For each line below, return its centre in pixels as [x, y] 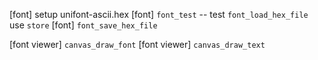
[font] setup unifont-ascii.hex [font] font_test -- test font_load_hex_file [159, 14]
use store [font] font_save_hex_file [83, 25]
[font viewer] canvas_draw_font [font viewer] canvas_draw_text [137, 44]
